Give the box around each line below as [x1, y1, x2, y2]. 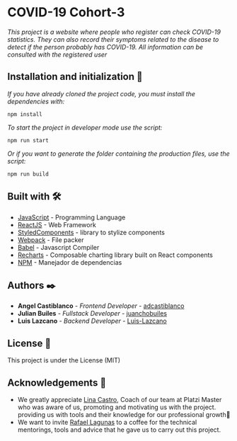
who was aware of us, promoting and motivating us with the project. [17, 403, 216, 411]
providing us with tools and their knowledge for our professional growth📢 [17, 411, 231, 418]
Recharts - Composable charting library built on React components [17, 251, 214, 259]
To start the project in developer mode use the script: [7, 123, 163, 132]
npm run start [7, 137, 50, 144]
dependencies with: [7, 97, 65, 105]
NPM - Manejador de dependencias [17, 258, 122, 266]
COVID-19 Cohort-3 [7, 4, 125, 21]
